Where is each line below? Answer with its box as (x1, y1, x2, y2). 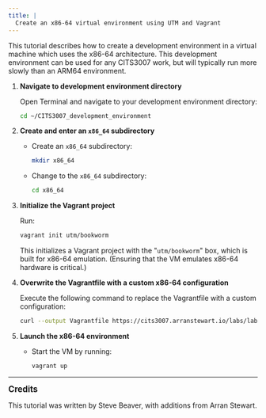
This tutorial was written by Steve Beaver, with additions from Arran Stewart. (8, 401, 257, 410)
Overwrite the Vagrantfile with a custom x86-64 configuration (19, 278, 230, 287)
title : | (8, 11, 37, 20)
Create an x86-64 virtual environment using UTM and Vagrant (15, 19, 222, 27)
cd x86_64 (31, 187, 65, 195)
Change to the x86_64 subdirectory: (31, 171, 147, 180)
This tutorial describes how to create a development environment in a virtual (8, 40, 257, 50)
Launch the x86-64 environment (19, 331, 130, 340)
